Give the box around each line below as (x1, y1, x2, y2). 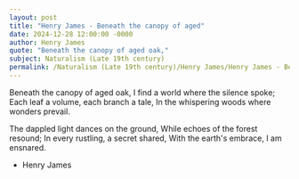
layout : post (9, 12, 58, 22)
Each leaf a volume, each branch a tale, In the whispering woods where (9, 96, 271, 107)
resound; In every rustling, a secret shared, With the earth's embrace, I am (9, 133, 282, 143)
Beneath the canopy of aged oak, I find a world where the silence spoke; (9, 86, 276, 98)
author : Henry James (9, 37, 86, 47)
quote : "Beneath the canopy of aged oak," (9, 46, 169, 55)
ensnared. (9, 142, 46, 152)
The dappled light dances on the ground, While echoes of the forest (9, 123, 258, 134)
